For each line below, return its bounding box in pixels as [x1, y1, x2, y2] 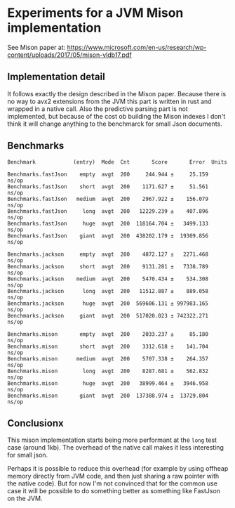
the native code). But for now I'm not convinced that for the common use [7, 479, 217, 488]
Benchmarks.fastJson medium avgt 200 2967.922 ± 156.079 [7, 195, 209, 202]
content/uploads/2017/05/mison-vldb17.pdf [7, 51, 132, 59]
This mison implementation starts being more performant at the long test [7, 436, 217, 444]
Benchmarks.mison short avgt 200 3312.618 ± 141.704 [7, 343, 209, 350]
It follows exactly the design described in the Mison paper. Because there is [7, 89, 227, 98]
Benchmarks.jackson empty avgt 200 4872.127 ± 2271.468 [7, 251, 209, 258]
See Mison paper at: [7, 43, 66, 51]
